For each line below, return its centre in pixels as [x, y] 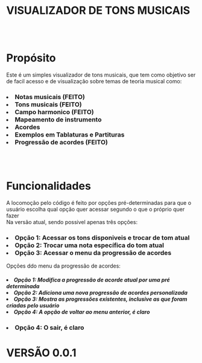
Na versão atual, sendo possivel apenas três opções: [72, 222]
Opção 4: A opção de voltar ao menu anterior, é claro [82, 312]
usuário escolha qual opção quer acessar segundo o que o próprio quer [96, 210]
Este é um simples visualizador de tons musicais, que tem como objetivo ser [101, 75]
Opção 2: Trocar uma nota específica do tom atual [90, 245]
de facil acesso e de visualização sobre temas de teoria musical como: [94, 81]
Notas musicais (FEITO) [50, 97]
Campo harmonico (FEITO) [55, 112]
